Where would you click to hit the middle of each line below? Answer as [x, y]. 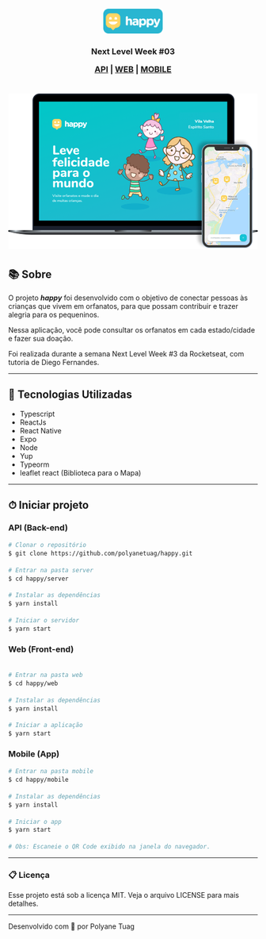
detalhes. [23, 904]
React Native [40, 430]
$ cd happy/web [33, 683]
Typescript [37, 414]
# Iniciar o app [35, 822]
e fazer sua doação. [41, 338]
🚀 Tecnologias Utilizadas [70, 395]
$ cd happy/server [38, 579]
